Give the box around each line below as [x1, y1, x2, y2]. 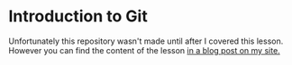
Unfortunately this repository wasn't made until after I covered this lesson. [8, 36, 284, 46]
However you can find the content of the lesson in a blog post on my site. [8, 45, 280, 55]
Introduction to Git [8, 6, 148, 27]
